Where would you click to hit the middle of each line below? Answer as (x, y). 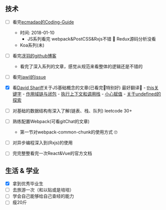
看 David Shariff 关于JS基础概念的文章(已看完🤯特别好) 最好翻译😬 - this (83, 87)
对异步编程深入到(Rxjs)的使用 (42, 143)
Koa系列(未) (32, 45)
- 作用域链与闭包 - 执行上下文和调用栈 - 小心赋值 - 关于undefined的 (91, 94)
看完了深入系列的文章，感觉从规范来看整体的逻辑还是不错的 (81, 66)
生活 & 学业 (22, 171)
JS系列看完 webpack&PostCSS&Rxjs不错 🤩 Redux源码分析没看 (91, 38)
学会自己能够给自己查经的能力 (43, 196)
